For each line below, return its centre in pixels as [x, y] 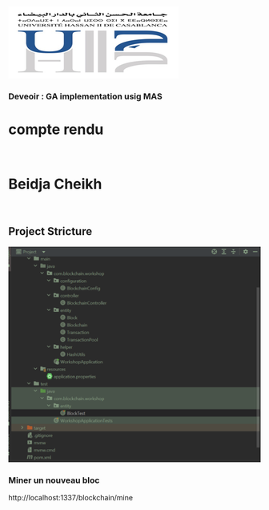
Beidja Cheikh [55, 184]
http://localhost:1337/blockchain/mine [71, 498]
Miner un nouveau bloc [54, 480]
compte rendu [56, 130]
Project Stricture [50, 231]
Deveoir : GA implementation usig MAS [85, 96]
